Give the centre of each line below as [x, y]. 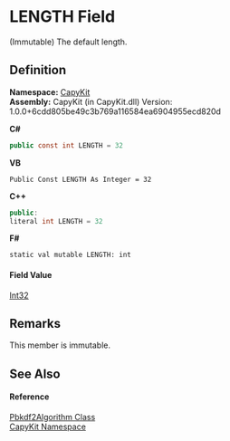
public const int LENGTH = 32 [67, 145]
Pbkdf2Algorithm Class [53, 417]
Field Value [31, 274]
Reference [29, 397]
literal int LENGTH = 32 [56, 221]
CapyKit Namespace [48, 427]
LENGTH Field [62, 17]
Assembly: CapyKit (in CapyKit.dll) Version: [91, 101]
